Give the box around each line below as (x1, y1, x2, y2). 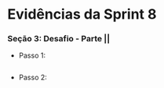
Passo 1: (18, 51, 46, 60)
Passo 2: (18, 72, 48, 83)
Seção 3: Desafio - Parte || (7, 33, 111, 44)
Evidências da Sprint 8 (7, 5, 157, 23)
